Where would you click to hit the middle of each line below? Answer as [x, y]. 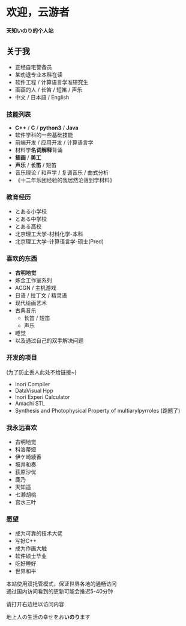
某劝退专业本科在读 [39, 74]
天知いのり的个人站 [30, 30]
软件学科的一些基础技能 [44, 135]
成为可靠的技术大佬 [39, 533]
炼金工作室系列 [33, 280]
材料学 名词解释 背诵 [39, 150]
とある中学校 [31, 219]
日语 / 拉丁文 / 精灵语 [41, 295]
